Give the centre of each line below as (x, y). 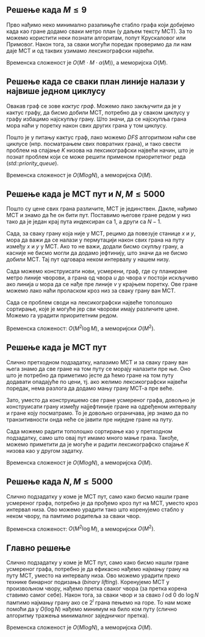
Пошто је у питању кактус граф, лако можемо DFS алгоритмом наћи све (101, 137)
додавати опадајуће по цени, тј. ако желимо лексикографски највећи (97, 381)
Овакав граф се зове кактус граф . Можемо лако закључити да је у (94, 106)
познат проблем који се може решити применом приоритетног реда (96, 157)
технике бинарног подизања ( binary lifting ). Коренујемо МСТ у (88, 582)
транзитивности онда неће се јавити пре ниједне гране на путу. (90, 419)
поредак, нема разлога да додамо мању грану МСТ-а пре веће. (90, 388)
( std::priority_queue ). (33, 163)
